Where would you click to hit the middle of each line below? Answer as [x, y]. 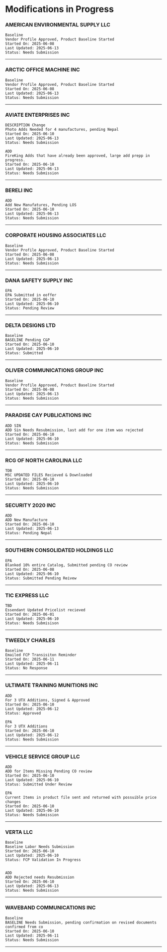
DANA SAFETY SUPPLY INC [39, 280]
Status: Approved [23, 713]
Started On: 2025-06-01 [30, 615]
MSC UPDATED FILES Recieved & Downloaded [49, 475]
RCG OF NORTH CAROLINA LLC [44, 460]
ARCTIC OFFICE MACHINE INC [42, 70]
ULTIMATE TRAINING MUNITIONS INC [52, 686]
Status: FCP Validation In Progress [43, 860]
